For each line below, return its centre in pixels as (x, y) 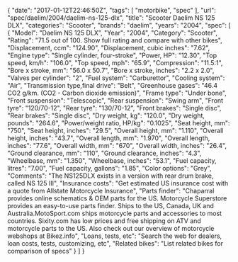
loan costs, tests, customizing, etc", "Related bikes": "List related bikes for (115, 243)
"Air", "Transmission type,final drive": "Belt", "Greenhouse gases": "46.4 (113, 85)
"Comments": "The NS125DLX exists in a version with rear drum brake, (110, 176)
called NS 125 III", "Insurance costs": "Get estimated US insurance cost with (118, 183)
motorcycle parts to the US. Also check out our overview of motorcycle (111, 228)
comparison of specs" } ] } (46, 251)
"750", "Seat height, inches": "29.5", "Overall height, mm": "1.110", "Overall (115, 131)
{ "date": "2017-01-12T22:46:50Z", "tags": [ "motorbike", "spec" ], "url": (112, 10)
